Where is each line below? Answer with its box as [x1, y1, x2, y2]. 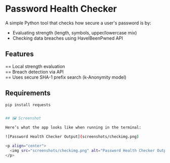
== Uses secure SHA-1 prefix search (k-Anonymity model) [5, 74, 126, 80]
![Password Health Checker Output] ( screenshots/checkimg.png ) [5, 134, 139, 140]
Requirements [5, 89, 51, 97]
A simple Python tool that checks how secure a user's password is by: [5, 20, 152, 26]
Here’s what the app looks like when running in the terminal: [5, 125, 142, 130]
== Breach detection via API [5, 69, 64, 75]
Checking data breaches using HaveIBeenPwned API [12, 35, 123, 41]
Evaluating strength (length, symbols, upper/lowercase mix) [12, 29, 137, 36]
